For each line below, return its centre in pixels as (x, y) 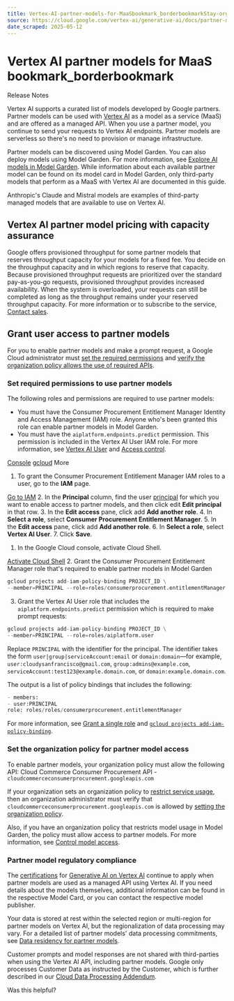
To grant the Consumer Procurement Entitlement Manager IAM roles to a (121, 476)
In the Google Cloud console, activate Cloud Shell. (89, 548)
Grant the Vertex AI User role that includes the (83, 601)
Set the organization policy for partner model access (98, 749)
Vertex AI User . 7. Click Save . (50, 534)
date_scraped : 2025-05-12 (45, 27)
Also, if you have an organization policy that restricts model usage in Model (115, 827)
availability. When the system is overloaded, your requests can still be (107, 290)
